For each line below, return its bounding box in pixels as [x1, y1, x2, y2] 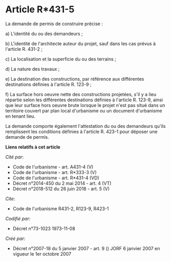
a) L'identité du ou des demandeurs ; [5, 30, 83, 36]
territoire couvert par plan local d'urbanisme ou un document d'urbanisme [5, 107, 163, 114]
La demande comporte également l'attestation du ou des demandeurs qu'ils [5, 123, 166, 129]
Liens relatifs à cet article [5, 144, 61, 150]
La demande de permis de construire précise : [5, 21, 103, 27]
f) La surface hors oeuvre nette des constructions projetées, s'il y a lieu [5, 91, 157, 97]
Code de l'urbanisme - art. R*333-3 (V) [12, 169, 97, 175]
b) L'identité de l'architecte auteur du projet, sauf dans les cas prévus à [5, 40, 156, 47]
